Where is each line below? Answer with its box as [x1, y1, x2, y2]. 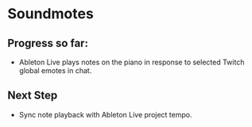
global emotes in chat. [18, 66, 92, 75]
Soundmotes [7, 5, 95, 23]
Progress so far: [7, 37, 89, 50]
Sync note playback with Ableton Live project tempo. [18, 110, 192, 119]
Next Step [7, 89, 58, 102]
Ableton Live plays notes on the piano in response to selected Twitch [18, 57, 245, 67]
